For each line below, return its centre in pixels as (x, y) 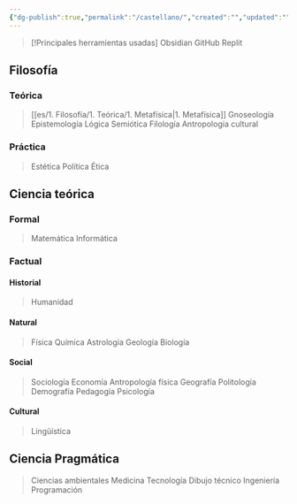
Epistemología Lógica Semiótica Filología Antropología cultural (145, 124)
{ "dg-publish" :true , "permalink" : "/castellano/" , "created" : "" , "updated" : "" (150, 17)
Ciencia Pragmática (64, 459)
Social (21, 363)
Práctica (27, 147)
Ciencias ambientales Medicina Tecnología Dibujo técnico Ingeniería (155, 480)
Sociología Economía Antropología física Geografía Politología (143, 382)
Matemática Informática (74, 239)
